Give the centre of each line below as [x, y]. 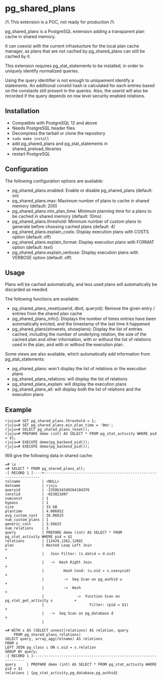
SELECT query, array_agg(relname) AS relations [54, 639]
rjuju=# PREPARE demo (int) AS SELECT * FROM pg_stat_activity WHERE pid [81, 434]
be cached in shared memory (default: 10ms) [57, 216]
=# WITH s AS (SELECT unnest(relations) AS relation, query [67, 630]
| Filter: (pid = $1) [85, 605]
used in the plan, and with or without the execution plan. [68, 345]
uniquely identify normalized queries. [42, 71]
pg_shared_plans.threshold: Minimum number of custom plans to [77, 221]
